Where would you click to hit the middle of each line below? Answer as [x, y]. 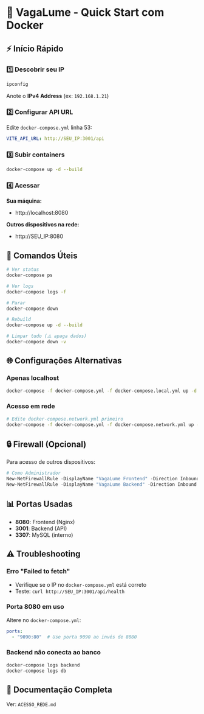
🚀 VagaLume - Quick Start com [85, 12]
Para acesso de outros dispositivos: [51, 462]
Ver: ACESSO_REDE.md [31, 704]
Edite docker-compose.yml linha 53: [49, 128]
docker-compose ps [29, 275]
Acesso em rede [31, 406]
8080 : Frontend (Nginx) [45, 522]
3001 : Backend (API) [41, 528]
